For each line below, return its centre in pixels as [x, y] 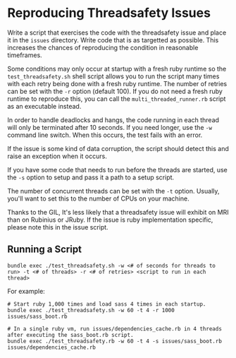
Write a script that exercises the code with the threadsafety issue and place [117, 32]
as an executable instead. [44, 106]
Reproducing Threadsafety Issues [109, 13]
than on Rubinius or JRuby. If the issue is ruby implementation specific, [110, 220]
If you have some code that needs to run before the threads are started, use [117, 169]
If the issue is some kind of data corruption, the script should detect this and [118, 148]
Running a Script [45, 250]
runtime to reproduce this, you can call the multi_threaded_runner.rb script [117, 99]
